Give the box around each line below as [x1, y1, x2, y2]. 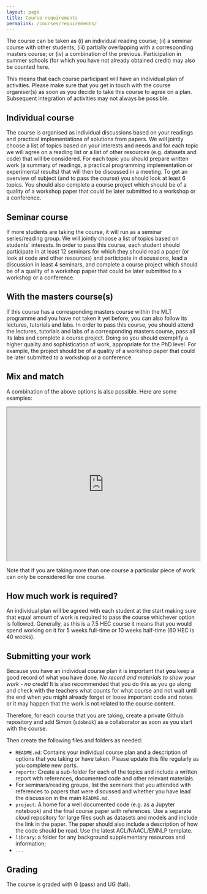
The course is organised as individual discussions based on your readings [6, 129, 194, 136]
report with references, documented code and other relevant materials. [15, 775, 195, 782]
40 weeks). [6, 633, 35, 640]
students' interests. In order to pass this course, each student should [6, 241, 180, 249]
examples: [6, 394, 32, 402]
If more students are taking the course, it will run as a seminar [6, 228, 162, 235]
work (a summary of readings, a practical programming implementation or [6, 161, 193, 169]
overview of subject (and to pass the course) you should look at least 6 [6, 174, 186, 182]
